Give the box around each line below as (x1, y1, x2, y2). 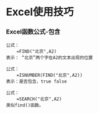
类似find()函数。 (6, 102, 44, 108)
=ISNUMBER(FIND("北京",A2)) (16, 73, 83, 78)
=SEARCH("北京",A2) (16, 96, 62, 102)
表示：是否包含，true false (6, 78, 67, 85)
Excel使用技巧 (6, 5, 74, 19)
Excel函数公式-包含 (6, 28, 61, 36)
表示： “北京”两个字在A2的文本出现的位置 (6, 55, 93, 61)
